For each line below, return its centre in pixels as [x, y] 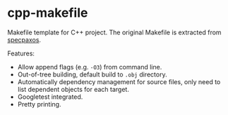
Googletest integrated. [50, 97]
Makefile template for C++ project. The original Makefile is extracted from [114, 32]
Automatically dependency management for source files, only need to [119, 81]
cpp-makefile [48, 13]
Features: [21, 53]
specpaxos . [24, 39]
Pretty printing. [39, 104]
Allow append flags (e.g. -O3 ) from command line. [90, 67]
